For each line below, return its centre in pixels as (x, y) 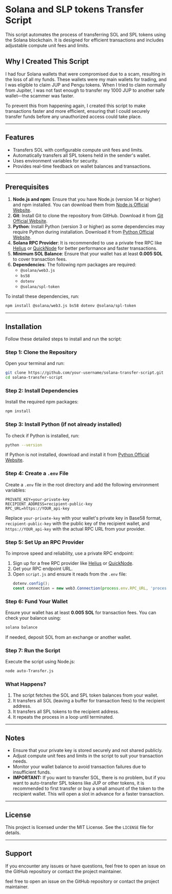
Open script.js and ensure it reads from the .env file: (70, 574)
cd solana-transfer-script (34, 378)
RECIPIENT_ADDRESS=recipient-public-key (49, 504)
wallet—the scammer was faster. (40, 95)
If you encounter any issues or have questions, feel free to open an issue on (85, 866)
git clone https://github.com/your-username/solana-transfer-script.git (84, 373)
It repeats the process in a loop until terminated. (63, 717)
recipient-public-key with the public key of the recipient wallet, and (78, 523)
